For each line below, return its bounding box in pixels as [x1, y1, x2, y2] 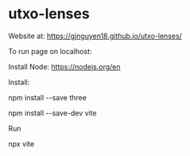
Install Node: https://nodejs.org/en [8, 61, 121, 72]
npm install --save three [8, 92, 87, 102]
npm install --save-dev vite [8, 108, 97, 118]
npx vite [8, 138, 34, 148]
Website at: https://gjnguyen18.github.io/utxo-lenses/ [8, 31, 183, 41]
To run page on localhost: [8, 46, 92, 56]
